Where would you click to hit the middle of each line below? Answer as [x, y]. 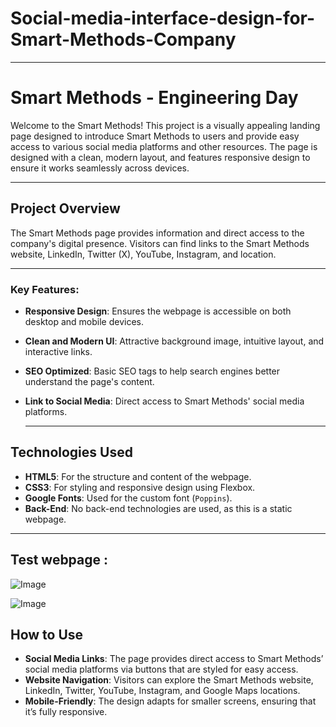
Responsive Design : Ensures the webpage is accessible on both [158, 311]
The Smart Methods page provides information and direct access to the [157, 233]
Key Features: [45, 289]
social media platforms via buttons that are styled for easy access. [161, 669]
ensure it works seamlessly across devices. [100, 168]
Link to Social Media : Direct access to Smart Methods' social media [164, 401]
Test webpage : [59, 560]
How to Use [47, 635]
